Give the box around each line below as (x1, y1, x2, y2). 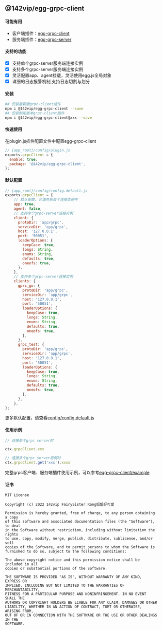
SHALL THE (5, 596, 25, 601)
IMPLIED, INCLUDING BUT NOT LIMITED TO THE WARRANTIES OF (5, 583, 125, 588)
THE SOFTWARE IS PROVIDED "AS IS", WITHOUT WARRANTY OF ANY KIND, (5, 574, 142, 579)
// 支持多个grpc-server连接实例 (14, 274, 73, 279)
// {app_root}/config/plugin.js (5, 148, 70, 153)
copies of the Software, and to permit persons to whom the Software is (5, 545, 155, 550)
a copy (5, 515, 18, 520)
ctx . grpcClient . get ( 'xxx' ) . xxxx (5, 460, 70, 465)
